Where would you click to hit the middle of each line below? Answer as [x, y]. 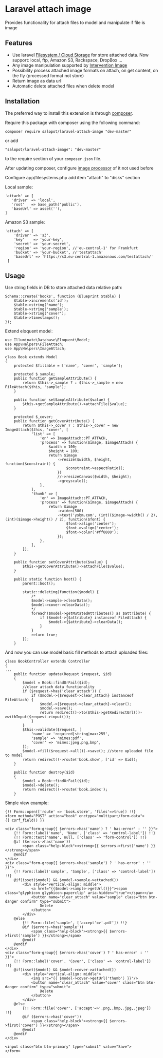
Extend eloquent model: [29, 331]
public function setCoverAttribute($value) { [61, 562]
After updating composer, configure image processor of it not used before [79, 168]
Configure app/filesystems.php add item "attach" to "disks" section [72, 177]
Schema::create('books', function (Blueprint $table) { [63, 296]
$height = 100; [64, 451]
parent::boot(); [39, 584]
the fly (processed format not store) [48, 75]
